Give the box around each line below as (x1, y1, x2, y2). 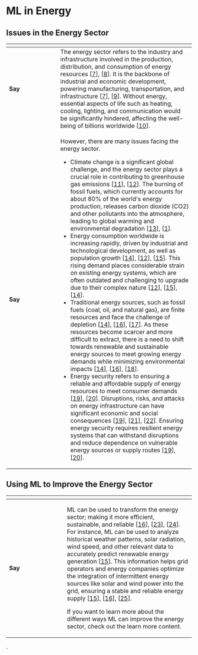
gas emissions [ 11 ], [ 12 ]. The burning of (70, 180, 184, 188)
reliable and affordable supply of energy (70, 380, 181, 388)
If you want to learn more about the (67, 607, 164, 615)
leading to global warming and (70, 217, 154, 225)
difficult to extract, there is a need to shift (70, 335, 184, 343)
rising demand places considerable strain (70, 261, 184, 270)
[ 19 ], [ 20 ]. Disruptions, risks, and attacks (70, 394, 184, 403)
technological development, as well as (70, 247, 176, 255)
